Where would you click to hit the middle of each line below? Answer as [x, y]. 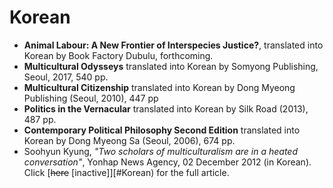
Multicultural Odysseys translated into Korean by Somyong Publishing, [171, 66]
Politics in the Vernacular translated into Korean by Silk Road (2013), [166, 108]
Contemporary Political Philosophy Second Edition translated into [162, 130]
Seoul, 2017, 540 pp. [66, 77]
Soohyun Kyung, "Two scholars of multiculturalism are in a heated [160, 151]
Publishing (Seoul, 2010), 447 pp [91, 98]
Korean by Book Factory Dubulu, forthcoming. [118, 55]
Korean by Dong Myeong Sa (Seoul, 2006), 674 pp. [129, 140]
